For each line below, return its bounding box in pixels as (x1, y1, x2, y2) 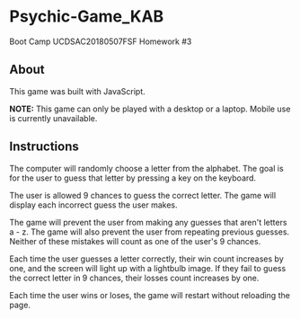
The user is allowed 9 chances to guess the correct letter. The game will (9, 190, 277, 200)
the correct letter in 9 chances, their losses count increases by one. (9, 272, 260, 283)
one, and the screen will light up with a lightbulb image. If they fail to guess (9, 262, 287, 273)
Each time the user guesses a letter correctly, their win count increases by (9, 253, 285, 264)
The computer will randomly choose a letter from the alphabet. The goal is (9, 163, 285, 173)
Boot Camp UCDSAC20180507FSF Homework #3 (9, 36, 192, 47)
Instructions (9, 139, 79, 155)
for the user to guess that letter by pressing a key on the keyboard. (9, 173, 257, 183)
